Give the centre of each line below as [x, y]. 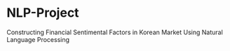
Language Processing [38, 39]
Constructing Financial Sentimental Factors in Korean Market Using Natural [115, 32]
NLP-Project [43, 13]
